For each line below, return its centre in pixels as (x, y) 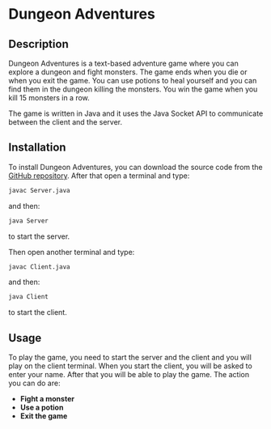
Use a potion (42, 408)
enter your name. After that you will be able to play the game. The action (129, 375)
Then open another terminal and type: (72, 252)
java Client (28, 297)
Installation (37, 148)
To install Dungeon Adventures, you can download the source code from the (135, 167)
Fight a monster (47, 399)
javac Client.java (39, 267)
